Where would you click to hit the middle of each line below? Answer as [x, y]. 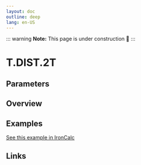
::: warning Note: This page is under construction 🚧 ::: [71, 39]
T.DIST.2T [31, 62]
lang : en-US [20, 22]
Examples [24, 123]
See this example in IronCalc [40, 138]
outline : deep [23, 17]
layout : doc [20, 11]
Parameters [28, 84]
